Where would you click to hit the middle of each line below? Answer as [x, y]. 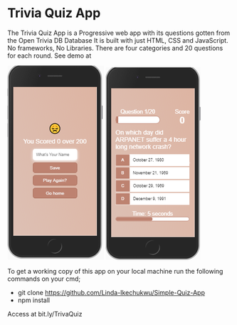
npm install [34, 300]
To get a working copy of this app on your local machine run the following [115, 271]
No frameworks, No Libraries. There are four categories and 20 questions [115, 48]
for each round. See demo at [49, 56]
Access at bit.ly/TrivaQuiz [45, 314]
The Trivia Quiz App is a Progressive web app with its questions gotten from [119, 33]
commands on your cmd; [44, 279]
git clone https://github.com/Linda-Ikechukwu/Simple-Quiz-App [111, 292]
